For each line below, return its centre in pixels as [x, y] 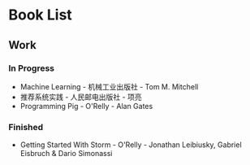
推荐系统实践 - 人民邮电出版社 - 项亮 [81, 97]
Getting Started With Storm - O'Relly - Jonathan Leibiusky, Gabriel [131, 145]
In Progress [32, 68]
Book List [41, 15]
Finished [26, 127]
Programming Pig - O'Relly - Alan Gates [86, 106]
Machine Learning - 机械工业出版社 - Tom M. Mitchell [109, 86]
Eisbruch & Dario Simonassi [66, 154]
